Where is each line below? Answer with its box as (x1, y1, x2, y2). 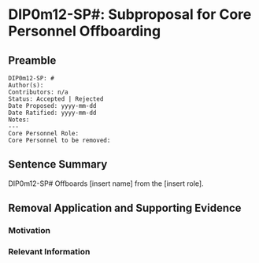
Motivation (8, 225, 51, 236)
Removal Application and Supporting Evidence (8, 202, 242, 215)
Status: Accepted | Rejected (8, 95, 104, 103)
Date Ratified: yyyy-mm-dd (8, 109, 97, 117)
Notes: (8, 116, 30, 124)
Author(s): (8, 81, 44, 89)
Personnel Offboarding (8, 22, 161, 40)
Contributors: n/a (8, 88, 68, 96)
